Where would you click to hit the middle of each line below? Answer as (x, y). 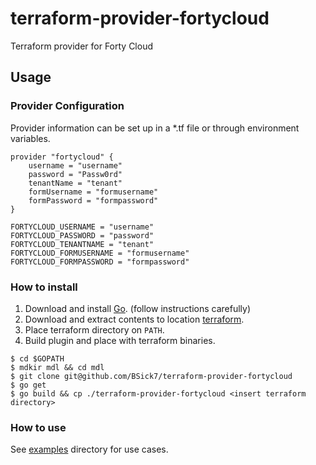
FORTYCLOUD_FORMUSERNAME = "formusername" (100, 253)
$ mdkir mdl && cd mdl (57, 367)
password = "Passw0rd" (75, 174)
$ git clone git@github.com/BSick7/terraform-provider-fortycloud (151, 376)
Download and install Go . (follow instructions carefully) (138, 308)
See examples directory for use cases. (89, 449)
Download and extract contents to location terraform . (134, 319)
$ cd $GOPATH (37, 358)
